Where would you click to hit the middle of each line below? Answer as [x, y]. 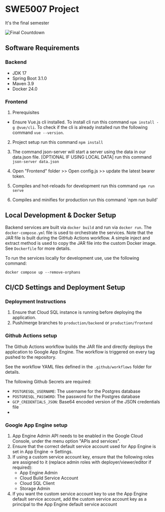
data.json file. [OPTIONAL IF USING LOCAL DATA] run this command [82, 157]
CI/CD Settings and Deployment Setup [65, 288]
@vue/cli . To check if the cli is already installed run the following [82, 127]
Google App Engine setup [36, 425]
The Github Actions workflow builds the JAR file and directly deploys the [79, 346]
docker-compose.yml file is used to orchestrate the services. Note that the [79, 232]
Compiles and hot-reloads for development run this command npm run [83, 186]
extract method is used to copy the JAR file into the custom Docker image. [81, 243]
